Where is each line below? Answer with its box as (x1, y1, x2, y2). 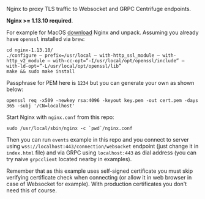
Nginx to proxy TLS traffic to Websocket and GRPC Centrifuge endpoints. (6, 5, 192, 12)
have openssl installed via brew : (6, 35, 85, 42)
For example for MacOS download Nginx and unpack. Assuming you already (6, 29, 199, 36)
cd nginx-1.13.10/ (6, 47, 53, 53)
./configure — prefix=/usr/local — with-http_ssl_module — (6, 52, 160, 59)
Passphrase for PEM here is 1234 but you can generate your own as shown (6, 79, 195, 86)
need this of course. (6, 187, 57, 194)
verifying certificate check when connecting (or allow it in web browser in (6, 174, 192, 181)
